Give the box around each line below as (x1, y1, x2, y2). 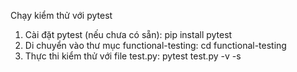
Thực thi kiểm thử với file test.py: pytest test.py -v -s (24, 50, 242, 62)
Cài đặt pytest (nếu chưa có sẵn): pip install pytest (24, 29, 233, 40)
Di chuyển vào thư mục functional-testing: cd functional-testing (24, 40, 287, 51)
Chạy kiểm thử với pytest (10, 10, 113, 21)
